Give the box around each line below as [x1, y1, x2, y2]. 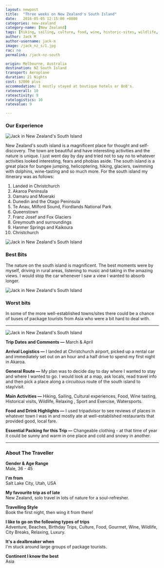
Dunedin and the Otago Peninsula [12, 199, 80, 204]
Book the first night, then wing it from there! [5, 510, 93, 515]
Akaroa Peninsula [12, 188, 48, 194]
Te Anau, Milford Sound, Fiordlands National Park [12, 204, 111, 210]
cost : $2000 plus [5, 79, 41, 84]
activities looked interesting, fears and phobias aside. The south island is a [5, 158, 155, 164]
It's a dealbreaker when [5, 539, 55, 545]
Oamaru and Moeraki [12, 193, 55, 200]
